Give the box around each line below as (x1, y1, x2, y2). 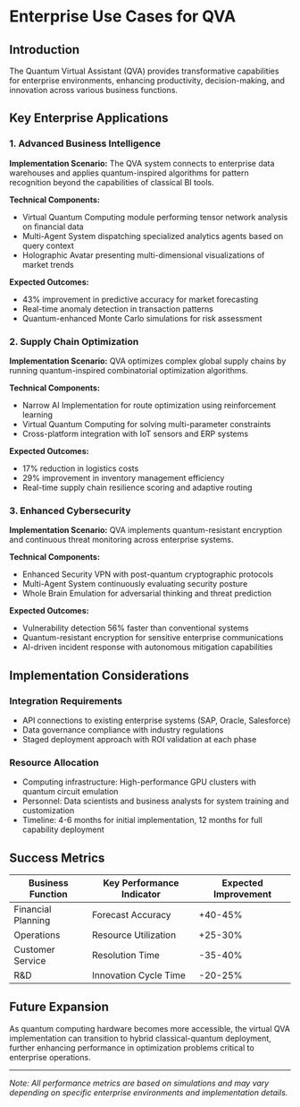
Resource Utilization (92, 929, 177, 941)
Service (13, 955, 46, 967)
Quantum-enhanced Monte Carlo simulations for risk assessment (21, 313, 262, 323)
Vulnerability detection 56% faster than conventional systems (21, 622, 249, 633)
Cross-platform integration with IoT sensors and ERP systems (21, 428, 248, 439)
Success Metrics (9, 850, 105, 865)
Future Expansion (9, 1000, 110, 1015)
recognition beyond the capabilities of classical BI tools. (9, 176, 214, 187)
